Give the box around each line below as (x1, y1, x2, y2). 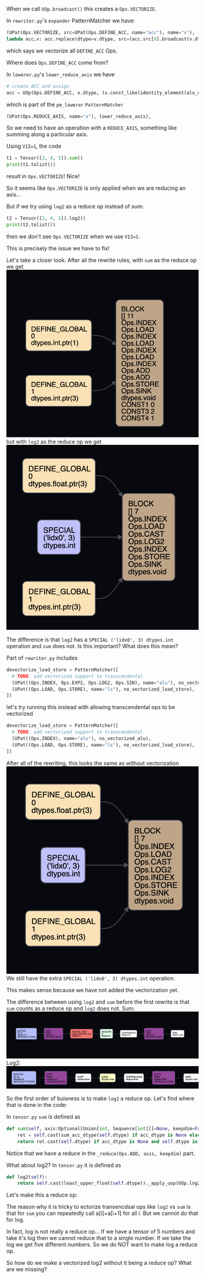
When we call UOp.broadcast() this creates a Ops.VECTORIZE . (6, 5, 157, 12)
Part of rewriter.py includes (6, 654, 78, 661)
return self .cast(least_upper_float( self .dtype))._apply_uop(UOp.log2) (17, 1180, 203, 1186)
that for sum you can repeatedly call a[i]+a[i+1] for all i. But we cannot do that (6, 1209, 198, 1217)
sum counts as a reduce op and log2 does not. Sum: (6, 1004, 135, 1012)
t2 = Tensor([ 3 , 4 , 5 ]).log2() (6, 215, 86, 222)
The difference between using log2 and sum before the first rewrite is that (6, 998, 190, 1006)
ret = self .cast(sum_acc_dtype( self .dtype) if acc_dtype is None (17, 1132, 187, 1138)
